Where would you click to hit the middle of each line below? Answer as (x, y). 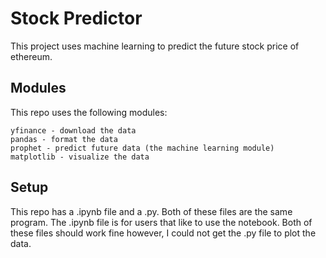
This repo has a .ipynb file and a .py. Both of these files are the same (151, 211)
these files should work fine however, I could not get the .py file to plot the (163, 233)
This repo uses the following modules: (89, 112)
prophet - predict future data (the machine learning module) (142, 148)
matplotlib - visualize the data (80, 157)
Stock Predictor (76, 18)
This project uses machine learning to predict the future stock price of (155, 46)
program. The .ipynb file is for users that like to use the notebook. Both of (161, 222)
